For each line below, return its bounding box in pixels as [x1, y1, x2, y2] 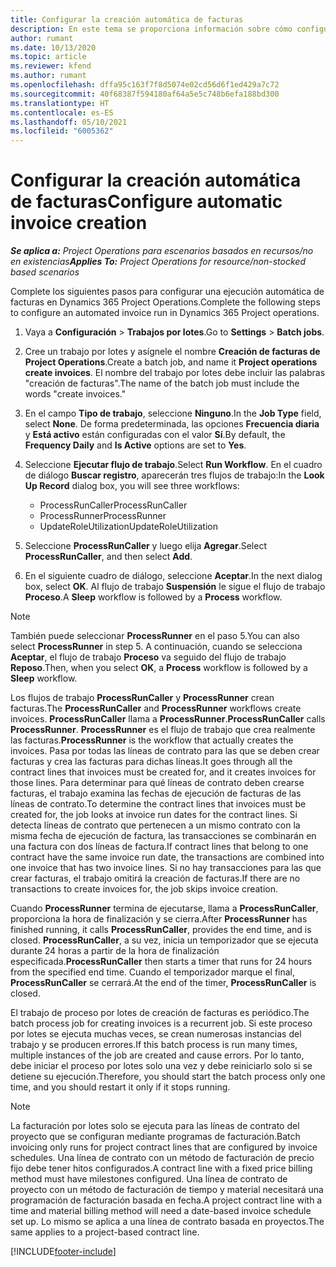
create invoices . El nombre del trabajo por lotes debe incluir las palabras [24, 367, 326, 379]
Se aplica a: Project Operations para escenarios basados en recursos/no [10, 245, 314, 257]
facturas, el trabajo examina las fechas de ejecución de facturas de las [10, 787, 302, 800]
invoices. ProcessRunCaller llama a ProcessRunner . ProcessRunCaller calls [10, 713, 326, 725]
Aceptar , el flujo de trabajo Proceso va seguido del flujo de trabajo [10, 651, 287, 663]
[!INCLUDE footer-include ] [10, 1246, 117, 1258]
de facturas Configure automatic [10, 191, 283, 213]
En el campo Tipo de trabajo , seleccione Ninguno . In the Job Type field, [24, 407, 322, 420]
